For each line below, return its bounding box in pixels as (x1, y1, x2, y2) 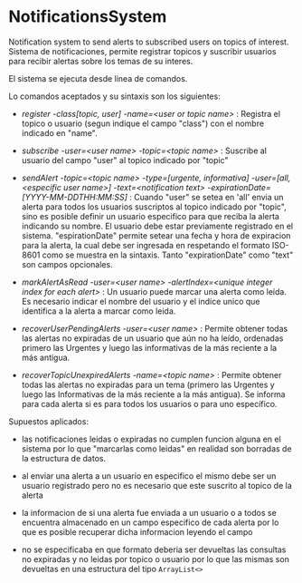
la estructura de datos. (21, 452, 106, 463)
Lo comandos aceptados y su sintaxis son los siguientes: (8, 91, 221, 102)
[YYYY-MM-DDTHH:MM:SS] (21, 191, 128, 202)
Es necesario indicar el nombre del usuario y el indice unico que (21, 296, 260, 306)
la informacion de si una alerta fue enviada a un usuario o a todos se (21, 507, 277, 518)
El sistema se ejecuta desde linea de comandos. (8, 73, 188, 83)
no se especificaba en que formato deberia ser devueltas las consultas (21, 544, 287, 555)
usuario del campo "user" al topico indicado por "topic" (21, 154, 229, 165)
